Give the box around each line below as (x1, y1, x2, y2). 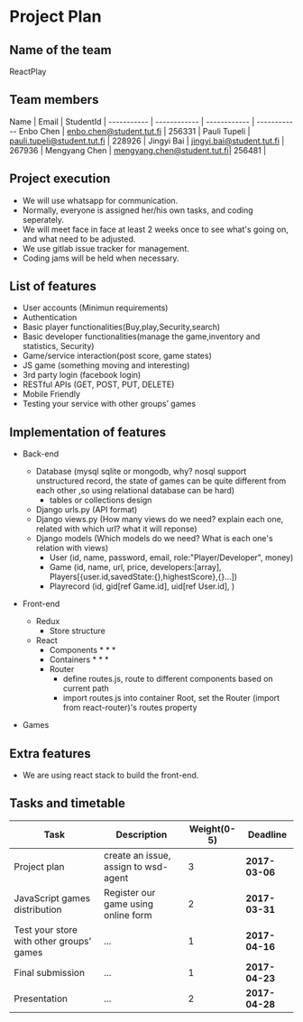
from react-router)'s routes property (62, 702, 197, 714)
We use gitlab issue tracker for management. (22, 243, 189, 253)
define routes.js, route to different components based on (62, 674, 273, 685)
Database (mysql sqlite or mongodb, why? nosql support (35, 466, 247, 477)
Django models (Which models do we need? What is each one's (35, 533, 273, 544)
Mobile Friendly (22, 389, 81, 400)
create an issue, (103, 849, 171, 861)
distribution (14, 903, 62, 916)
